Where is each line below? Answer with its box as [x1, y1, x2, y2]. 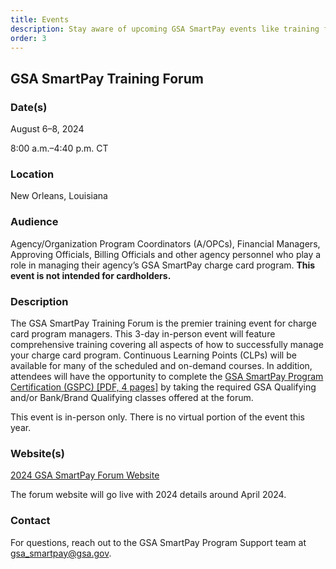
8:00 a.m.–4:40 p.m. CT [10, 142, 109, 155]
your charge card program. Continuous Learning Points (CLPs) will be [10, 349, 297, 361]
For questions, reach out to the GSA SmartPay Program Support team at [10, 536, 307, 548]
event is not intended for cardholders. [10, 269, 172, 281]
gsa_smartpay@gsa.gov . [10, 547, 112, 559]
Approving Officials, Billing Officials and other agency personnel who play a [10, 248, 322, 260]
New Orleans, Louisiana [10, 190, 108, 202]
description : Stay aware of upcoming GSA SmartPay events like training [10, 24, 320, 34]
